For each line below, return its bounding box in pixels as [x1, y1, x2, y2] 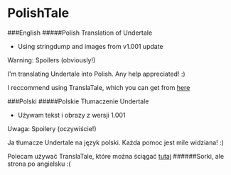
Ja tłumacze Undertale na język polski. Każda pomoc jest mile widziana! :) [7, 138, 224, 147]
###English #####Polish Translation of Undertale [7, 28, 153, 37]
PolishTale [7, 5, 70, 21]
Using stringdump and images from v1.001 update [17, 42, 163, 50]
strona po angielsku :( [7, 159, 71, 168]
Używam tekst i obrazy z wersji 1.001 [17, 111, 126, 119]
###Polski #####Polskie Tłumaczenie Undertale [7, 97, 149, 106]
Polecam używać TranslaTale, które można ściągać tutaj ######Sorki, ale [7, 152, 225, 160]
